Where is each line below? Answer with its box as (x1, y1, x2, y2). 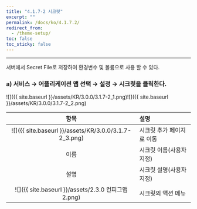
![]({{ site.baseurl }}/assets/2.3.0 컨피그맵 (15, 186, 128, 194)
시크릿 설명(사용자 (139, 166, 186, 174)
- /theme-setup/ (11, 31, 51, 36)
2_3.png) (58, 134, 84, 142)
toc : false (6, 36, 33, 42)
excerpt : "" (6, 14, 35, 20)
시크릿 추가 (139, 126, 168, 134)
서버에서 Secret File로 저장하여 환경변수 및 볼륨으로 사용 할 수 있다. (6, 63, 160, 70)
